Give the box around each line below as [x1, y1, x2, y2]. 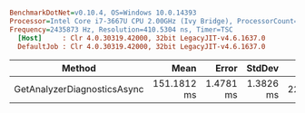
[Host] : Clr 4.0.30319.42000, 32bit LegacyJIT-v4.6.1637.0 [17, 33, 266, 42]
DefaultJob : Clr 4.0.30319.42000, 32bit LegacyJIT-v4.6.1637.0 [17, 42, 266, 51]
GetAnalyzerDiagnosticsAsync [14, 83, 144, 96]
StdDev [246, 62, 280, 75]
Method [62, 62, 97, 75]
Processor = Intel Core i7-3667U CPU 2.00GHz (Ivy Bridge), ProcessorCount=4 [9, 16, 302, 25]
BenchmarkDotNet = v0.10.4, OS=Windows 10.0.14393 [9, 8, 197, 17]
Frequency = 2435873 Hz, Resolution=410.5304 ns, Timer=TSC [9, 24, 233, 34]
